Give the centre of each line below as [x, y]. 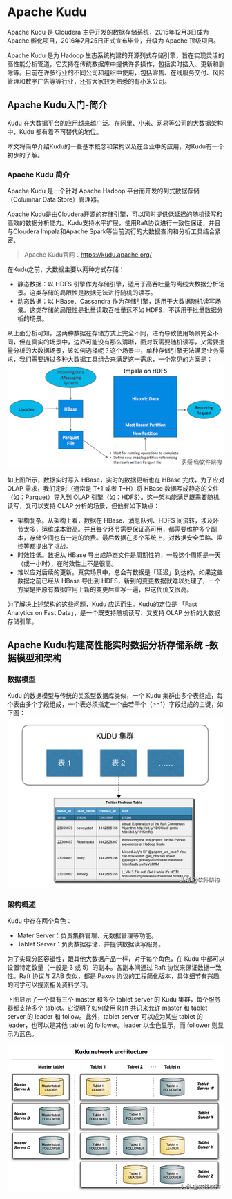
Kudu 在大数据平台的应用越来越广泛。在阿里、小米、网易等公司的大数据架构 [115, 123]
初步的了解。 [25, 155]
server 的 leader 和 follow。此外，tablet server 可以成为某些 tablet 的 [105, 1017]
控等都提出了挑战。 [45, 546]
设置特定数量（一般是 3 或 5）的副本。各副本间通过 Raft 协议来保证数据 [108, 968]
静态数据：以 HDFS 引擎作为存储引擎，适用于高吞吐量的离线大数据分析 [118, 284]
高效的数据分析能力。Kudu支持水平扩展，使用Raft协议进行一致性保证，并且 [114, 223]
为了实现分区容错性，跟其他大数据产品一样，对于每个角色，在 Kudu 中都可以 [116, 959]
